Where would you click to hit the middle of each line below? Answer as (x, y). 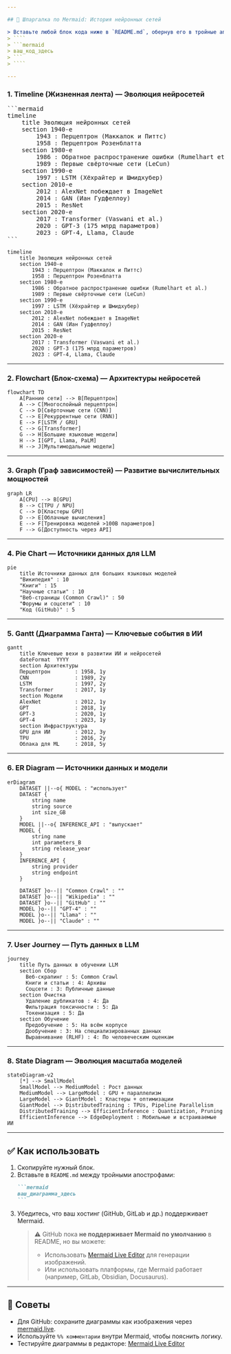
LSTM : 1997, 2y (63, 684)
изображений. (65, 1262)
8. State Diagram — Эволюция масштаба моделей (95, 1061)
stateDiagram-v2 (30, 1075)
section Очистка (43, 995)
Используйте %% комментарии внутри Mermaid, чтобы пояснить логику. (120, 1336)
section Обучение (44, 1019)
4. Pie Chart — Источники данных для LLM (81, 553)
